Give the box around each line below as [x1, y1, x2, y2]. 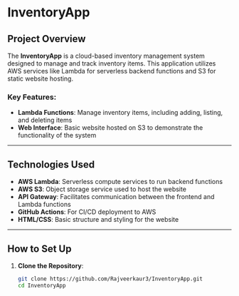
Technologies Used [7, 158, 95, 170]
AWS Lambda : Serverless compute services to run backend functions [17, 178, 223, 186]
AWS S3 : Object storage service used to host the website [17, 185, 187, 193]
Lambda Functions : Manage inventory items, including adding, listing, [17, 108, 223, 117]
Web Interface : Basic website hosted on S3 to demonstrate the [17, 123, 203, 132]
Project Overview [7, 33, 86, 45]
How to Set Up [7, 243, 72, 255]
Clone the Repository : [17, 261, 84, 270]
